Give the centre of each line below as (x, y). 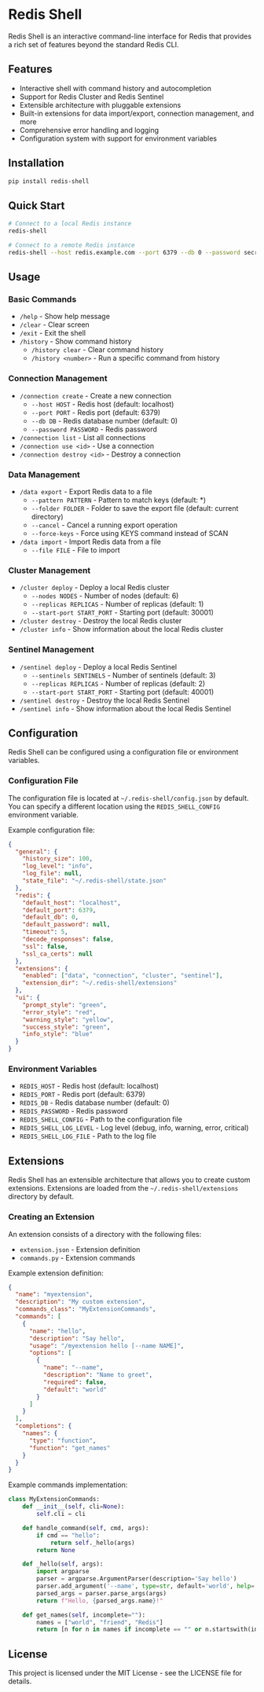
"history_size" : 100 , (57, 859)
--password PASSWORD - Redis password (94, 429)
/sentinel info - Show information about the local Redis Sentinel (125, 708)
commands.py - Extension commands (77, 1257)
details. (20, 1681)
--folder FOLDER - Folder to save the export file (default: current (135, 508)
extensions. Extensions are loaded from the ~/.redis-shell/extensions (123, 1188)
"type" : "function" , (62, 1441)
